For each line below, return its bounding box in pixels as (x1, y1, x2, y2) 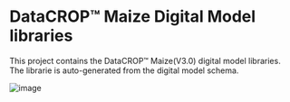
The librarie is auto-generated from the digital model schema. (9, 65, 239, 76)
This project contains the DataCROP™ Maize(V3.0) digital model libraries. (9, 55, 281, 66)
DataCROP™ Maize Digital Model (9, 6, 256, 27)
